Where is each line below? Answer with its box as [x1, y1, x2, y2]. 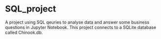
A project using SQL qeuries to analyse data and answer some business [5, 19, 150, 25]
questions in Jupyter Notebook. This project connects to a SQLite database [5, 24, 157, 30]
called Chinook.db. [5, 29, 43, 35]
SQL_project [5, 3, 56, 14]
